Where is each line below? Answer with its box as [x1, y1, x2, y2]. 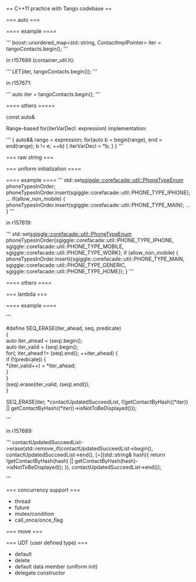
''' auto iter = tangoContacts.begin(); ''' [6, 91, 101, 97]
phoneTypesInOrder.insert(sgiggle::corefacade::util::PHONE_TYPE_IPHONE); [6, 189, 190, 196]
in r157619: [6, 219, 32, 226]
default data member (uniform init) [14, 563, 98, 570]
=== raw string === [6, 154, 54, 161]
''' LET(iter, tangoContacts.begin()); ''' [6, 68, 98, 75]
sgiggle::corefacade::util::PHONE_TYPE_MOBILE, [6, 243, 124, 250]
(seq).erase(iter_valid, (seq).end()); [6, 381, 90, 388]
